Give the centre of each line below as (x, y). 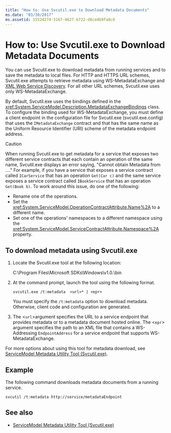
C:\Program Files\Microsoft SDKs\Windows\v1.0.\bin (67, 273)
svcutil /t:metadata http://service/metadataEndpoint (64, 397)
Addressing (25, 333)
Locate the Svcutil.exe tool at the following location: (67, 263)
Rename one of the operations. (45, 196)
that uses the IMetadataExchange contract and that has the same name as (82, 123)
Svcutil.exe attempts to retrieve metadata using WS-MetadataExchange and (85, 81)
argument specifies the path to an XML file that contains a (74, 328)
